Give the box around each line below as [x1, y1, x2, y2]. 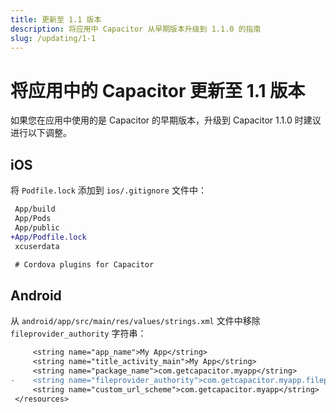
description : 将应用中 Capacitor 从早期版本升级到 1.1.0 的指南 [10, 24, 262, 34]
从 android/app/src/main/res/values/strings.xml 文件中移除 [10, 315, 261, 327]
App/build [14, 204, 56, 215]
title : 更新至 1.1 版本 [10, 14, 102, 25]
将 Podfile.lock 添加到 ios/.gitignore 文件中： [10, 184, 207, 196]
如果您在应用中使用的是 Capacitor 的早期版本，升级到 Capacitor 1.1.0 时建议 [10, 114, 322, 126]
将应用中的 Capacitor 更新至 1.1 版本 [10, 79, 306, 102]
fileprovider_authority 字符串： [10, 327, 147, 340]
